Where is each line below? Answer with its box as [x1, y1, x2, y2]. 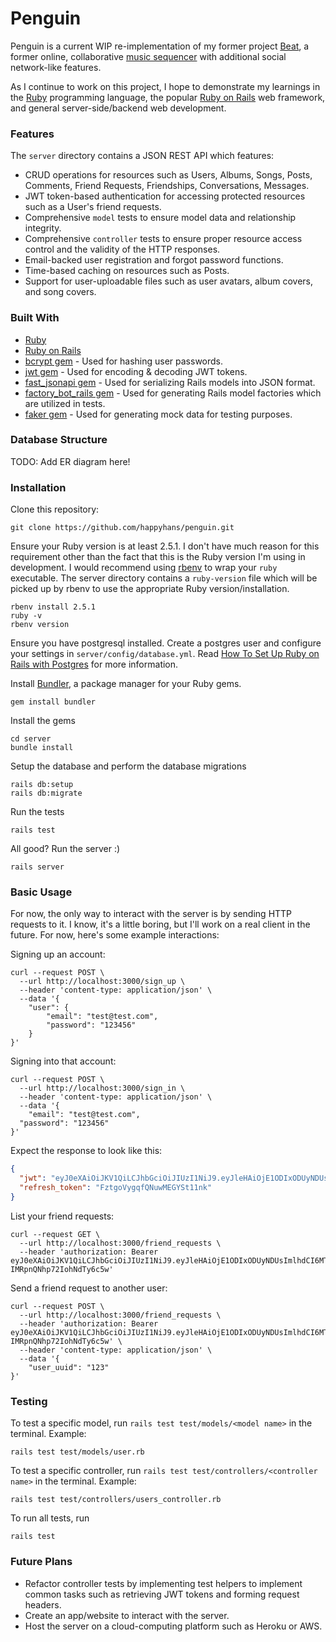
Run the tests [10, 806, 65, 818]
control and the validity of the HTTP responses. [24, 243, 221, 256]
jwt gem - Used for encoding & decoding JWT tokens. [24, 365, 248, 377]
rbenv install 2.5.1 [10, 602, 97, 612]
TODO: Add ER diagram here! [10, 455, 131, 467]
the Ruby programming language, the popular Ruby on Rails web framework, [10, 91, 326, 103]
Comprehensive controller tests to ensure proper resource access [24, 233, 303, 245]
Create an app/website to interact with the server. [24, 1609, 230, 1621]
